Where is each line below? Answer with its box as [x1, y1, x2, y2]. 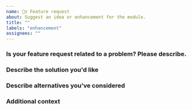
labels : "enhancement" [6, 25, 62, 31]
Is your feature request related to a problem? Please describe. [6, 50, 187, 58]
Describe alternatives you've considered [6, 81, 125, 89]
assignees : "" [6, 31, 41, 36]
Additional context [6, 97, 61, 105]
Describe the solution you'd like [6, 65, 99, 74]
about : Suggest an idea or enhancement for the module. [6, 14, 146, 20]
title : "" [6, 19, 31, 25]
